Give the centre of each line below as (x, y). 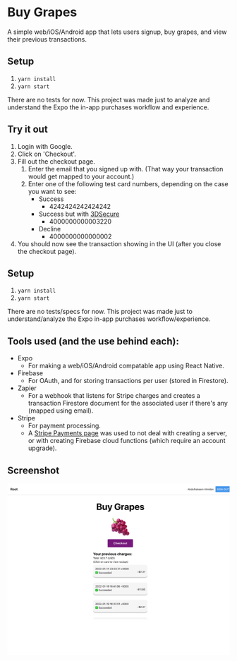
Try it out (28, 129)
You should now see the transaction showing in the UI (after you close (119, 243)
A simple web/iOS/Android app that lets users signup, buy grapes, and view (117, 32)
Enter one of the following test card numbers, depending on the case (128, 183)
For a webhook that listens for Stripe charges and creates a (114, 396)
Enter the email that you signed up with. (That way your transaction (126, 169)
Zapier (27, 388)
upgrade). (42, 448)
